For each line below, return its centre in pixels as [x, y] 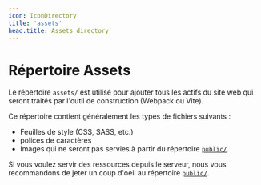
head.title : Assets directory [59, 30]
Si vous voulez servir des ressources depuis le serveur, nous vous [117, 164]
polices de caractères [56, 140]
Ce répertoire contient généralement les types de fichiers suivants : [119, 116]
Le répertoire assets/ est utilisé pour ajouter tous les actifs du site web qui [131, 92]
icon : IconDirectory [43, 16]
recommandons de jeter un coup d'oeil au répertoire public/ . [109, 173]
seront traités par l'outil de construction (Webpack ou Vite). [106, 101]
